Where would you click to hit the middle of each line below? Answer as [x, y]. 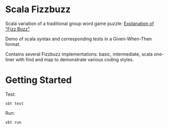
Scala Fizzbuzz [38, 9]
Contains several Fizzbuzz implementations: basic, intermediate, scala [79, 54]
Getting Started [39, 80]
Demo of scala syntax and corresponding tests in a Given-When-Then [79, 39]
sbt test [15, 104]
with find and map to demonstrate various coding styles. [75, 59]
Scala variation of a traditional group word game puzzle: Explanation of [80, 23]
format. [13, 44]
